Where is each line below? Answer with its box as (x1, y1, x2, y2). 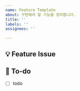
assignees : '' (5, 26, 36, 32)
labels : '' (5, 21, 29, 27)
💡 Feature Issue (5, 49, 56, 58)
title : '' (5, 17, 26, 22)
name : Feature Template (5, 7, 56, 13)
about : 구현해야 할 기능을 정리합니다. (5, 12, 76, 17)
